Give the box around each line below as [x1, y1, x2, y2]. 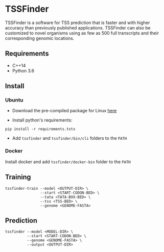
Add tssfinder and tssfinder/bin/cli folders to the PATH [12, 135, 127, 141]
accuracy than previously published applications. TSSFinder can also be [5, 25, 151, 30]
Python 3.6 [12, 68, 34, 74]
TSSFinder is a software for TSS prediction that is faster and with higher [5, 20, 150, 25]
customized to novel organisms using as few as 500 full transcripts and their [5, 30, 159, 36]
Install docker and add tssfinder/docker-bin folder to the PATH [5, 158, 131, 165]
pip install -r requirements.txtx [5, 126, 76, 132]
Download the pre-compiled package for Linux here [12, 108, 117, 114]
